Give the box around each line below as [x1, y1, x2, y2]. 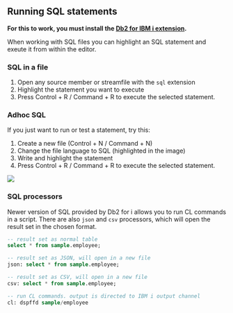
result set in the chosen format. [7, 222, 97, 230]
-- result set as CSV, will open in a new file [7, 273, 148, 280]
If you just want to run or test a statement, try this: [7, 126, 151, 134]
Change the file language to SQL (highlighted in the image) [17, 146, 186, 155]
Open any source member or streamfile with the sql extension [17, 78, 196, 86]
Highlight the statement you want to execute [17, 85, 145, 94]
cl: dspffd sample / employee [7, 299, 89, 306]
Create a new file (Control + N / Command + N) [17, 139, 153, 148]
